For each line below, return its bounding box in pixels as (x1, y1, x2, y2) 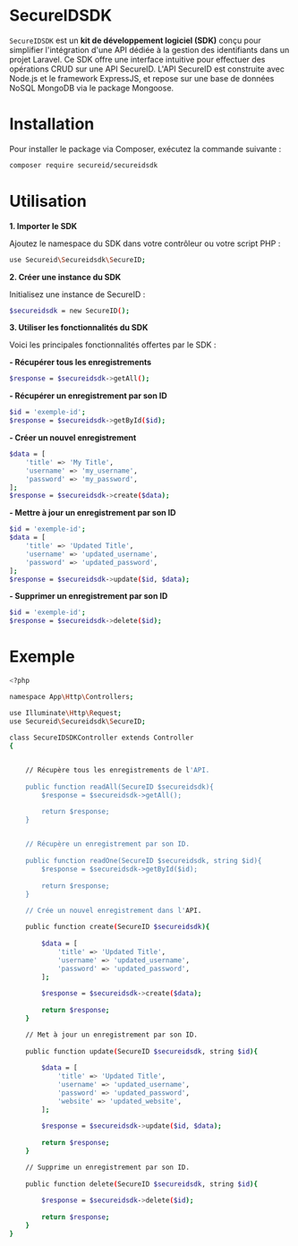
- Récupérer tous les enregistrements (9, 357, 152, 368)
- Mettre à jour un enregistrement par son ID (9, 508, 176, 518)
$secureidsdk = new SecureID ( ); (9, 306, 130, 315)
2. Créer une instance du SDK (9, 271, 122, 282)
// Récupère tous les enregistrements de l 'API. (25, 766, 210, 775)
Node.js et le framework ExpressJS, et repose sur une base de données (9, 73, 275, 83)
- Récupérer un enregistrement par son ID (9, 390, 167, 401)
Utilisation (9, 191, 87, 211)
